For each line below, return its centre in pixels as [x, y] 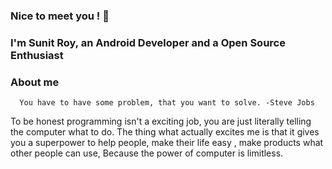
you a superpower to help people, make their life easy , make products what [167, 143]
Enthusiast [37, 55]
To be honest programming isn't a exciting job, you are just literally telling [161, 121]
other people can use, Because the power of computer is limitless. [147, 153]
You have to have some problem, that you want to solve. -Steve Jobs [167, 103]
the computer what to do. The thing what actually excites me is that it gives [165, 132]
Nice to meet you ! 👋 [60, 16]
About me [35, 82]
